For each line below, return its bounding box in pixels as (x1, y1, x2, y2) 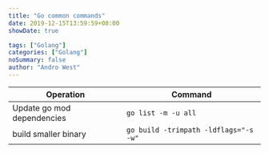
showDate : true (8, 26, 59, 34)
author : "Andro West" (8, 63, 81, 72)
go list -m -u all (126, 108, 197, 117)
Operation (46, 89, 86, 100)
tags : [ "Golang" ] (8, 41, 66, 49)
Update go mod (12, 102, 71, 113)
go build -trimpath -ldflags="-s (126, 125, 254, 135)
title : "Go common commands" (8, 11, 106, 20)
